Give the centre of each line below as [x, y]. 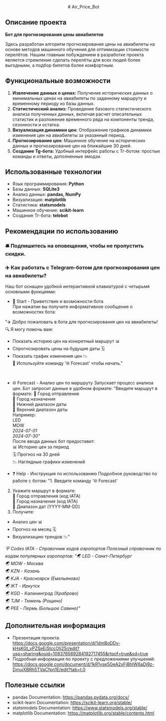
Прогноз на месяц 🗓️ [34, 529]
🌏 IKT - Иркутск [23, 586]
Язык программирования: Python [48, 184]
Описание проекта [36, 23]
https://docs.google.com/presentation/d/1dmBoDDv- [66, 643]
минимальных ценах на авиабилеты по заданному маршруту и [79, 98]
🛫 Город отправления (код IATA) [46, 496]
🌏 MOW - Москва [24, 564]
